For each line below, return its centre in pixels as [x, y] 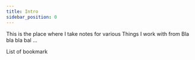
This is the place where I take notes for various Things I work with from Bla [97, 34]
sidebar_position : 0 [32, 17]
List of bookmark [27, 51]
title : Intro [22, 11]
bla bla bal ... [22, 40]
